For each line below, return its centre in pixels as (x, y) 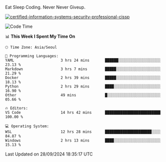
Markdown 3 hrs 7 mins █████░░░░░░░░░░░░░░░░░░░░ (83, 69)
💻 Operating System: (27, 126)
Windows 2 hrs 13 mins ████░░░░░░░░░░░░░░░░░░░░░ (83, 141)
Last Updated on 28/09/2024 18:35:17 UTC (49, 154)
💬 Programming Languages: (32, 56)
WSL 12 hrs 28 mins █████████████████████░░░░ (83, 132)
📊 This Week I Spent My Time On (40, 36)
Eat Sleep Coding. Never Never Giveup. (45, 7)
